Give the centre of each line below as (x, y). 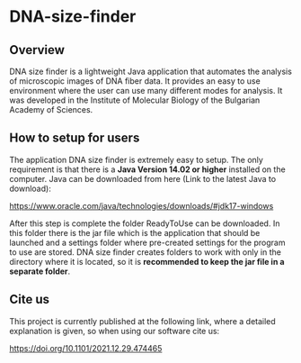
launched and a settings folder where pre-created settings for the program (147, 242)
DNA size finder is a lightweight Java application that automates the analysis (150, 71)
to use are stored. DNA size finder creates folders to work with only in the (145, 252)
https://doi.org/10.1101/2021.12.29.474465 (86, 348)
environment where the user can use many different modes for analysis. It (146, 91)
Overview (37, 50)
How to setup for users (75, 138)
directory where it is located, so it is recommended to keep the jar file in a (147, 261)
